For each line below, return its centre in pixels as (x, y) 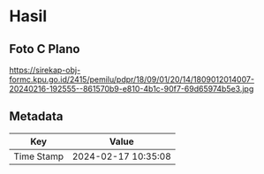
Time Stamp (39, 156)
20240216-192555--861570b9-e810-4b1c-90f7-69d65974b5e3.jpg (132, 89)
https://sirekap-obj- (45, 70)
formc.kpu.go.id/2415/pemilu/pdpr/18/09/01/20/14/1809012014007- (132, 79)
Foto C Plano (45, 49)
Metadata (36, 117)
